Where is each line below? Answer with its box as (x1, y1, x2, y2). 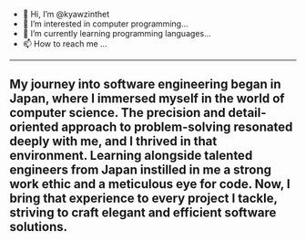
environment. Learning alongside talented (9, 148, 253, 163)
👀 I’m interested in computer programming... (22, 18, 189, 29)
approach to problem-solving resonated (61, 120, 293, 135)
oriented (9, 120, 59, 135)
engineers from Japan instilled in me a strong (9, 162, 271, 178)
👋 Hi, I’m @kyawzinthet (22, 9, 110, 19)
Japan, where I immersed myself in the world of (9, 91, 285, 107)
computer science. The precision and (9, 105, 226, 120)
